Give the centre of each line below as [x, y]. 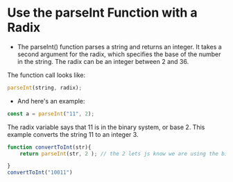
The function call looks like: [46, 75]
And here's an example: [51, 101]
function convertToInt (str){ [49, 147]
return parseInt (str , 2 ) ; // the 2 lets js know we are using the [119, 154]
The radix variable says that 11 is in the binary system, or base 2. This [106, 127]
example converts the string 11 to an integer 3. [73, 134]
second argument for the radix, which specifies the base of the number [119, 54]
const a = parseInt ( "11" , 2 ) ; [51, 114]
